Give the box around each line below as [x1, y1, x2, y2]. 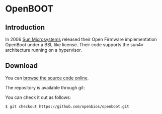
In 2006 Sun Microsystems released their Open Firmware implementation [5, 36, 157, 42]
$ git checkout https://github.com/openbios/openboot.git [5, 104, 129, 109]
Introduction [5, 23, 45, 32]
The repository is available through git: [5, 84, 86, 90]
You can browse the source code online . [5, 75, 89, 81]
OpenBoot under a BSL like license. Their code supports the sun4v [5, 42, 143, 48]
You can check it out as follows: [5, 94, 71, 100]
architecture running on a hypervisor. [5, 47, 82, 53]
